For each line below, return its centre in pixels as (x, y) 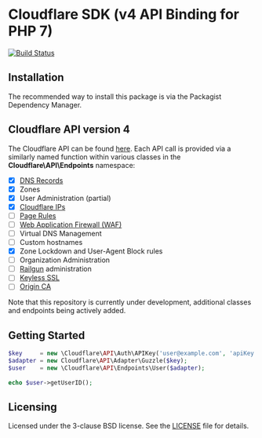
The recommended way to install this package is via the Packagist (115, 97)
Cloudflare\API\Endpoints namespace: (72, 165)
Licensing (33, 407)
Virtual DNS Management (60, 233)
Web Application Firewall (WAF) (71, 224)
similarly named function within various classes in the (95, 157)
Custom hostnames (51, 242)
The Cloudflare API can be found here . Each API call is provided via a (120, 148)
